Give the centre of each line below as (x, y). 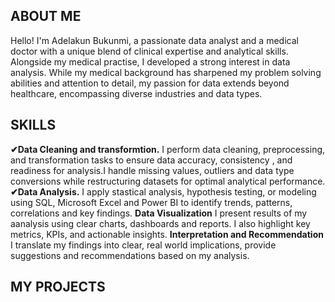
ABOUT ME (46, 16)
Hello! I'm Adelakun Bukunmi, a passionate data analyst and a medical (154, 40)
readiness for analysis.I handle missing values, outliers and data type (152, 170)
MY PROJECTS (58, 287)
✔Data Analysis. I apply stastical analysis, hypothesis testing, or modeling (163, 191)
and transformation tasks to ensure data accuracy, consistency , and (151, 160)
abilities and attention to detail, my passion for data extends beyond (150, 83)
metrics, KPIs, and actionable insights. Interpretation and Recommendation (167, 234)
